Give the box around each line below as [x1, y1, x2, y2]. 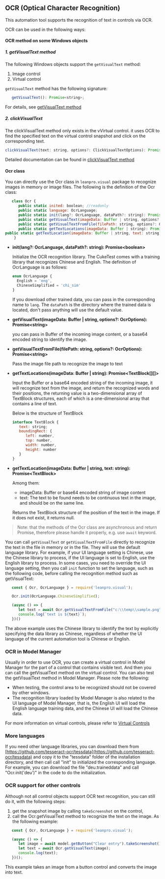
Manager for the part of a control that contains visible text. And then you [5, 665, 152, 670]
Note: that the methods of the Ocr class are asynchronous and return [17, 524, 157, 530]
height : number [25, 447, 56, 452]
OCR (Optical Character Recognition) [5, 4, 120, 12]
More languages [5, 732, 45, 739]
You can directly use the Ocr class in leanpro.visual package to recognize [5, 179, 156, 185]
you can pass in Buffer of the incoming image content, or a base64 [12, 331, 148, 337]
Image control [12, 71, 41, 77]
